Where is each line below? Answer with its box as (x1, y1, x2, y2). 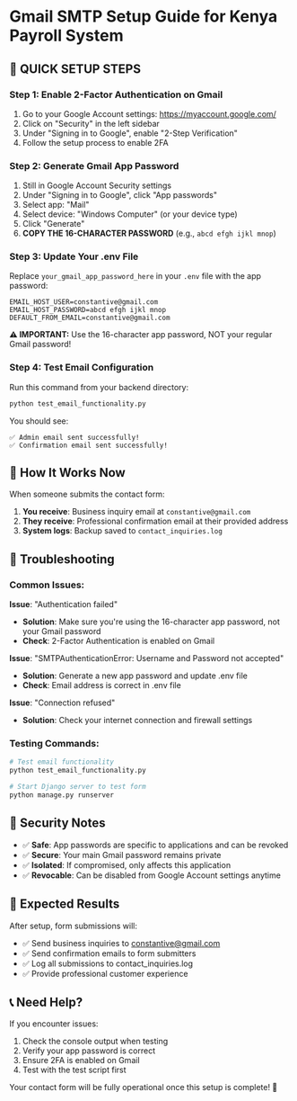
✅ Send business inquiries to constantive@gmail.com (22, 937, 221, 948)
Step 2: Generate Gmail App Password (9, 159, 179, 172)
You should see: (9, 416, 69, 426)
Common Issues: (9, 578, 85, 591)
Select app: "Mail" (22, 200, 90, 210)
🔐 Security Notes (9, 816, 106, 831)
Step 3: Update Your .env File (9, 250, 139, 263)
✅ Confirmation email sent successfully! (9, 441, 169, 450)
